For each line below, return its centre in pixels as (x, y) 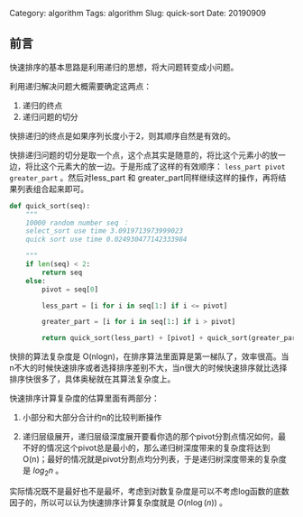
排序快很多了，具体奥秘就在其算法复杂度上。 (92, 379)
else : (36, 281)
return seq (62, 272)
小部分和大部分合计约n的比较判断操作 (92, 418)
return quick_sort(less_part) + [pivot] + (123, 338)
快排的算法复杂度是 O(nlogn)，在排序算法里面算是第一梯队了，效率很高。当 (149, 356)
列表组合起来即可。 (52, 189)
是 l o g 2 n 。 (43, 471)
